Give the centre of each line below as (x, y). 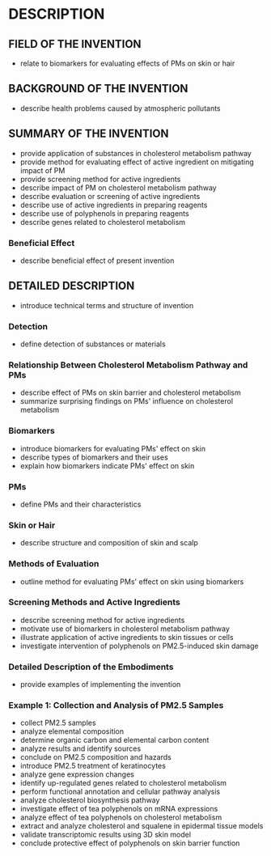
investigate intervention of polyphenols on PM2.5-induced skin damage (139, 646)
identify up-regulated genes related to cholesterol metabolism (123, 783)
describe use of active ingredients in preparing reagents (114, 205)
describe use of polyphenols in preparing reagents (104, 213)
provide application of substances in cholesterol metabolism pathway (136, 153)
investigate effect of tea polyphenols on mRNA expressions (119, 809)
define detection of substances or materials (93, 344)
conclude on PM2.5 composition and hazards (95, 757)
